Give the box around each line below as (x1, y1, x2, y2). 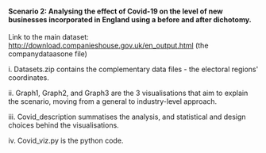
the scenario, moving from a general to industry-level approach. (8, 97, 218, 106)
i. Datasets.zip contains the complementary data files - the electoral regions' (8, 64, 259, 75)
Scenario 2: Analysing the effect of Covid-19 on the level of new (8, 6, 224, 16)
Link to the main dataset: (8, 33, 89, 42)
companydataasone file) (8, 49, 87, 59)
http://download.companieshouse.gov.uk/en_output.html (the (8, 40, 209, 51)
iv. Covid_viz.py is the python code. (8, 136, 124, 146)
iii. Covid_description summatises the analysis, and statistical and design (8, 112, 246, 122)
